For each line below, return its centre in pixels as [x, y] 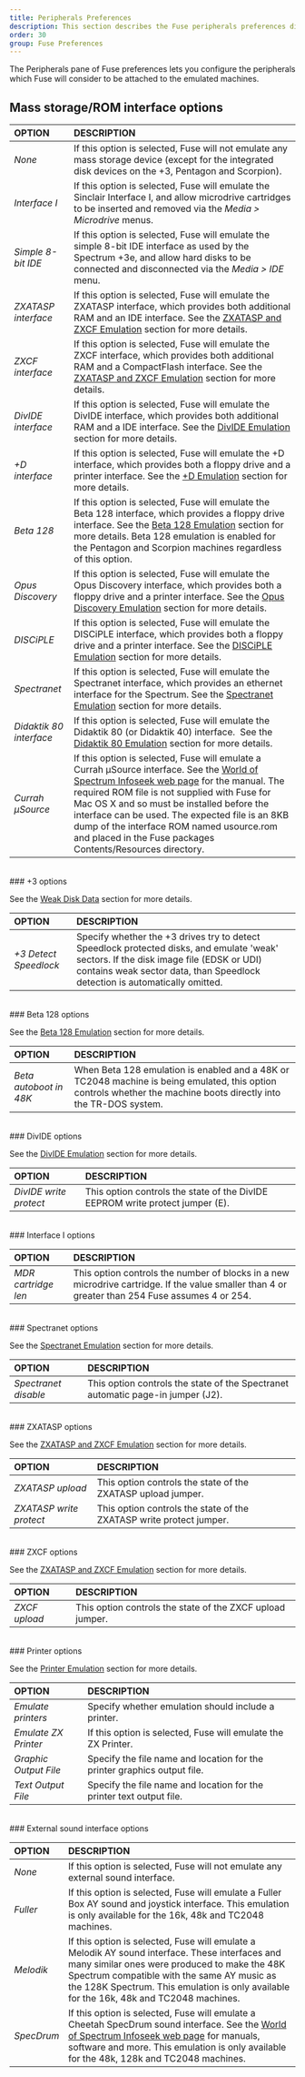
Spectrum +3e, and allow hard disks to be [162, 258]
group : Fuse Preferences [56, 43]
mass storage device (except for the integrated [174, 160]
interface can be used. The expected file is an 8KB [181, 816]
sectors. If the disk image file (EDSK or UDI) [169, 959]
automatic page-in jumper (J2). [155, 1395]
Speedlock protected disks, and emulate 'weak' [177, 948]
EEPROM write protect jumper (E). [157, 1203]
